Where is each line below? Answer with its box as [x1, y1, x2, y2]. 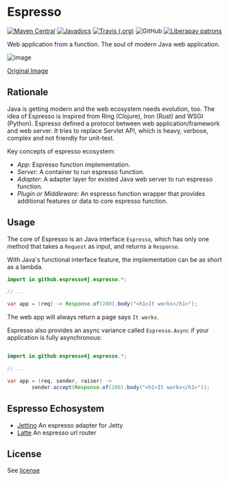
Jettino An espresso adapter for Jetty [16, 421, 123, 429]
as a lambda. [7, 262, 43, 271]
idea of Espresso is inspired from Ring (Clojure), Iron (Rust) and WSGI [7, 112, 204, 120]
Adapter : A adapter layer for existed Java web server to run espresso [16, 175, 213, 183]
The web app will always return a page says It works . [7, 313, 159, 321]
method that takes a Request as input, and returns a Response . [7, 242, 180, 250]
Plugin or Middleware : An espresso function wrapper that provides [16, 189, 206, 197]
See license [7, 467, 40, 475]
